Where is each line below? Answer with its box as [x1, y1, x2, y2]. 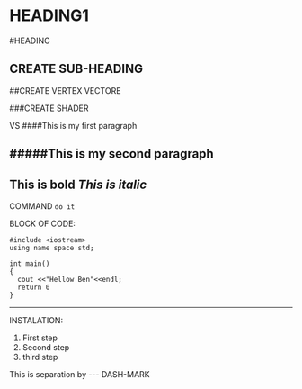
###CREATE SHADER [9, 103, 89, 113]
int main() [9, 258, 50, 268]
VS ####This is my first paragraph [9, 120, 138, 131]
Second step [22, 341, 70, 352]
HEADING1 [9, 5, 90, 26]
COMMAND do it [9, 200, 75, 212]
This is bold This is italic [9, 176, 147, 192]
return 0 [17, 283, 50, 292]
